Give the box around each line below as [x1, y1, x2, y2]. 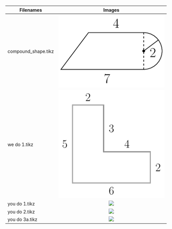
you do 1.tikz [7, 201, 35, 207]
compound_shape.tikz [7, 48, 54, 54]
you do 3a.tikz [7, 216, 37, 222]
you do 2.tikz [7, 209, 35, 215]
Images [103, 7, 120, 13]
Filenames [19, 7, 42, 13]
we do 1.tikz [7, 141, 34, 148]
